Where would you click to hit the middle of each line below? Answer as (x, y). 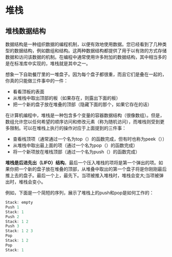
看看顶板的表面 (28, 92)
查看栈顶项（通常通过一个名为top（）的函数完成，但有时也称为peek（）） (90, 139)
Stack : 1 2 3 (19, 231)
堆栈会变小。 (32, 182)
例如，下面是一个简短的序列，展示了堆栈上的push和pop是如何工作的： (80, 193)
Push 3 (12, 226)
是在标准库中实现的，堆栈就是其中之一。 (48, 63)
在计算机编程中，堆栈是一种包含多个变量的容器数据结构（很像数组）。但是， (85, 115)
